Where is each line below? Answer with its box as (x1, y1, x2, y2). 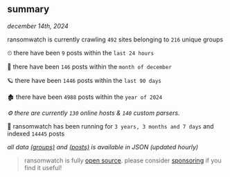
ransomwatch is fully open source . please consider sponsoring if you (24, 156, 222, 165)
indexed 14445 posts (7, 129, 65, 138)
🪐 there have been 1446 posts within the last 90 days (7, 76, 161, 84)
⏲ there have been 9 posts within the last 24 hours (7, 48, 154, 57)
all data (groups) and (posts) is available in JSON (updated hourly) (7, 142, 199, 151)
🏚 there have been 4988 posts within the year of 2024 (7, 93, 163, 101)
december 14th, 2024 (7, 21, 69, 30)
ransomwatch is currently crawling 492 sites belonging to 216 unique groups (7, 35, 224, 44)
